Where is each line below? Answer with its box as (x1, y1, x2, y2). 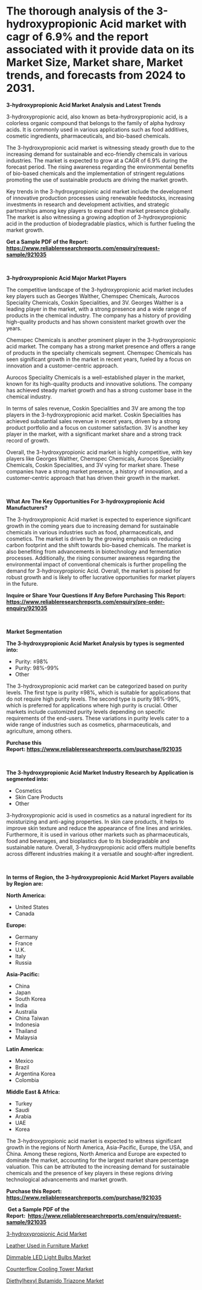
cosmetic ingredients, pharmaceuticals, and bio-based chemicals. (6, 132, 171, 140)
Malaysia (14, 1034, 37, 1041)
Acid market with (99, 17, 187, 31)
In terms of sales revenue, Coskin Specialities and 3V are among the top (6, 404, 186, 412)
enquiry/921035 (6, 604, 48, 612)
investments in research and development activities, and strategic (6, 201, 170, 208)
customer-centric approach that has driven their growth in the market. (6, 474, 180, 481)
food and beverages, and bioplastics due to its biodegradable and (6, 837, 170, 844)
